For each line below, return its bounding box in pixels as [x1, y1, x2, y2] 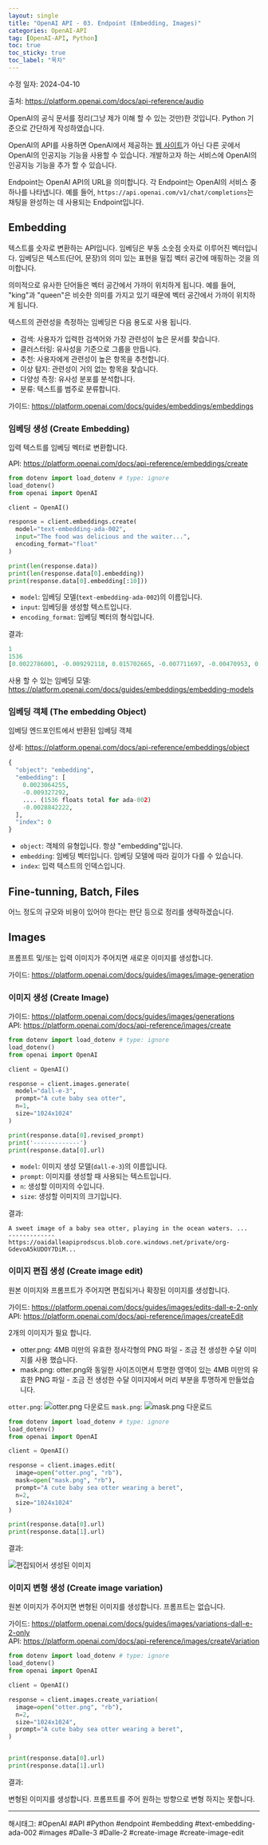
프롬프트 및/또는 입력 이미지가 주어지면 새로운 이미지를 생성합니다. [8, 952, 214, 962]
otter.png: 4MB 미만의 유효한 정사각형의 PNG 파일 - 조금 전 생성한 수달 [19, 1344, 242, 1354]
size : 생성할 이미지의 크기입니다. [19, 1192, 122, 1201]
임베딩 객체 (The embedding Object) [8, 706, 147, 717]
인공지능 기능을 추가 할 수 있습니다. [8, 160, 117, 170]
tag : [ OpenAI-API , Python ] [8, 34, 98, 42]
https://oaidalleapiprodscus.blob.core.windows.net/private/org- [8, 1239, 230, 1247]
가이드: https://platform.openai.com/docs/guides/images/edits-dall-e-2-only [8, 1302, 258, 1312]
